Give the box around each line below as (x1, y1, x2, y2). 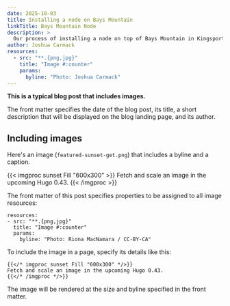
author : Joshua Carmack (7, 42, 75, 48)
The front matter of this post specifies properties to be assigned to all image (7, 192, 222, 200)
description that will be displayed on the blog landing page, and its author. (7, 113, 216, 121)
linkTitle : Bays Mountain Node (7, 23, 97, 29)
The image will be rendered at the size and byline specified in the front (7, 285, 207, 294)
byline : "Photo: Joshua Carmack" (25, 73, 121, 81)
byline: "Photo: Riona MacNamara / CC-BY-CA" (19, 236, 152, 243)
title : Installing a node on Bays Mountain (7, 16, 133, 23)
